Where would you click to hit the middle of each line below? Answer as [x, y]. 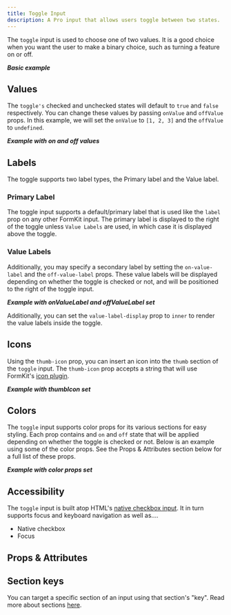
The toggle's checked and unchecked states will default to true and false [113, 106]
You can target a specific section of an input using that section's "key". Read [116, 598]
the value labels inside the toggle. [55, 323]
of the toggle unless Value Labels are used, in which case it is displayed [110, 227]
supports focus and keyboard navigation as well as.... [83, 515]
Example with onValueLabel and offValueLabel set [81, 302]
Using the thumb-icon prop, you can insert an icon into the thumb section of [113, 361]
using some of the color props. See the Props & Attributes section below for [114, 449]
